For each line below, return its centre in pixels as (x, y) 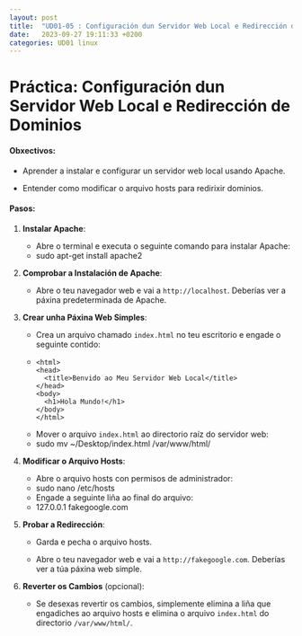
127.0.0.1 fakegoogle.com (82, 507)
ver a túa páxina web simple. (89, 569)
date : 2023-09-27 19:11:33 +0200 (76, 34)
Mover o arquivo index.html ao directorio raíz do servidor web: (152, 434)
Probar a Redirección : (63, 524)
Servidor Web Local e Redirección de (150, 106)
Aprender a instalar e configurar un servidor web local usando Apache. (154, 171)
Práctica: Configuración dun (117, 87)
